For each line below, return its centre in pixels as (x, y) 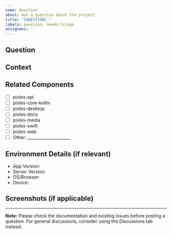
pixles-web (25, 132)
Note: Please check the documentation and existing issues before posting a (85, 216)
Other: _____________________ (41, 137)
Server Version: (29, 172)
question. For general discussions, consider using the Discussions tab (79, 221)
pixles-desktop (28, 109)
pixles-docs (25, 114)
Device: (21, 183)
